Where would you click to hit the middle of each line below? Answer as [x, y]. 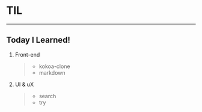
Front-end [27, 54]
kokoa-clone [54, 66]
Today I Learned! [38, 40]
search [47, 96]
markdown [52, 72]
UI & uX [24, 84]
